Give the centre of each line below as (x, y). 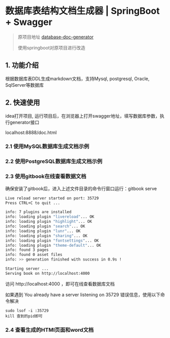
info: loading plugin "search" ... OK (45, 226)
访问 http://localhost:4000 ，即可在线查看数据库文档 (60, 283)
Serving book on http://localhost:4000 (48, 273)
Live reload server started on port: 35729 (52, 198)
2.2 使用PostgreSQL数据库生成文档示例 (54, 162)
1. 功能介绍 (22, 66)
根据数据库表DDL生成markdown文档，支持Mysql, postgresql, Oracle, (77, 79)
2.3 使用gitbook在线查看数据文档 (46, 176)
